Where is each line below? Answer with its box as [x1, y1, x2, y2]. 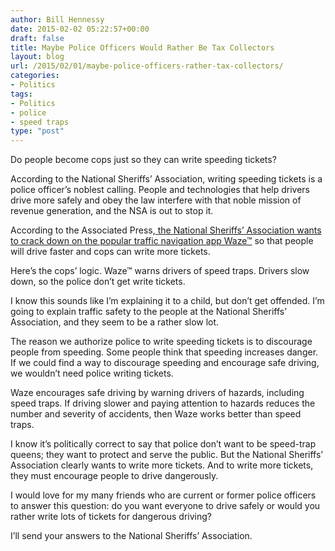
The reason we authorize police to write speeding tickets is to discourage [10, 336, 313, 348]
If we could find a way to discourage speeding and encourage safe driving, [10, 357, 320, 369]
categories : [10, 71, 60, 81]
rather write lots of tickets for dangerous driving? [10, 511, 213, 523]
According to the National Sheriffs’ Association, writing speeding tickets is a [10, 173, 323, 185]
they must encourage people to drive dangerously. [10, 470, 219, 482]
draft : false [10, 33, 65, 43]
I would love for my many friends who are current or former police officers [10, 489, 317, 501]
